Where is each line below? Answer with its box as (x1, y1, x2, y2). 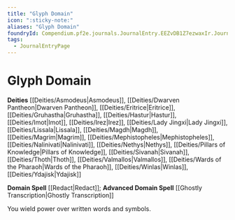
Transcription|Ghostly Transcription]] (7, 191, 114, 199)
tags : (7, 36, 23, 43)
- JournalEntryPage (13, 43, 71, 50)
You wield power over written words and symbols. (7, 204, 152, 213)
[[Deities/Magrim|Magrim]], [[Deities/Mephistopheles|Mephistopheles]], (7, 133, 215, 141)
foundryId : (7, 29, 39, 37)
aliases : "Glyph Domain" (7, 23, 80, 30)
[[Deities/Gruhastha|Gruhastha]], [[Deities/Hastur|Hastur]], (7, 110, 177, 119)
